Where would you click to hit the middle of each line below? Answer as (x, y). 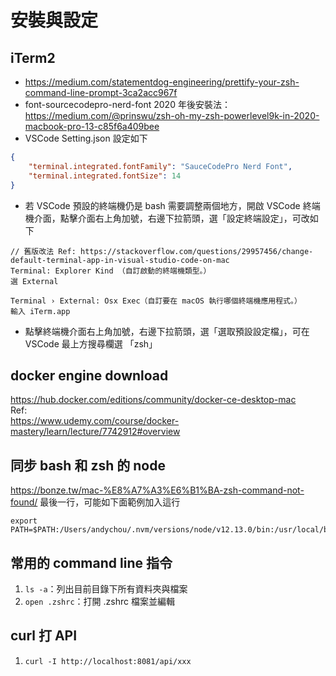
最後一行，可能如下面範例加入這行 (110, 502)
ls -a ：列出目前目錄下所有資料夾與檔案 (106, 588)
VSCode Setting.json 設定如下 (86, 138)
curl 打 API (44, 636)
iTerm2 (33, 57)
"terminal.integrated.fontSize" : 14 (105, 176)
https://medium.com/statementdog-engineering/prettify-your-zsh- (162, 82)
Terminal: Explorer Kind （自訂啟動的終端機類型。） (111, 271)
